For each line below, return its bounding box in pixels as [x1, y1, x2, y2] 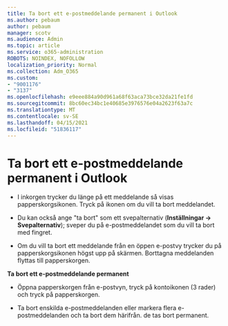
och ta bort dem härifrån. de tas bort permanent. [70, 311, 209, 320]
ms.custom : [7, 74, 39, 81]
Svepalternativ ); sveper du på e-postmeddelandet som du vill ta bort [17, 221, 215, 229]
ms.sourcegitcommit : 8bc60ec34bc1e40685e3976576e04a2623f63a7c [7, 100, 193, 107]
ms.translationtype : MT [7, 106, 76, 113]
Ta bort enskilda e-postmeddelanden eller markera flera [17, 304, 177, 312]
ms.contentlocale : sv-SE [7, 113, 79, 119]
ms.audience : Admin [7, 36, 64, 43]
